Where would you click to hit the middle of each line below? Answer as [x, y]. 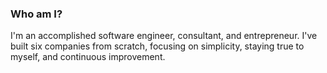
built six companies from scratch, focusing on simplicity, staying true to [157, 46]
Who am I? [36, 14]
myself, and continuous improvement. [88, 57]
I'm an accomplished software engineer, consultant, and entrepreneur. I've [164, 36]
